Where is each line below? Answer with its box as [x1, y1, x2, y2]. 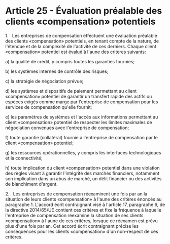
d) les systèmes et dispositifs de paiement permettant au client [5, 88, 137, 94]
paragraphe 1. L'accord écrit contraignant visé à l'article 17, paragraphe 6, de [5, 201, 165, 208]
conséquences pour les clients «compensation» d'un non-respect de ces [5, 228, 158, 234]
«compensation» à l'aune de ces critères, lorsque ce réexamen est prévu [5, 218, 158, 224]
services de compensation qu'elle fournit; [5, 104, 92, 110]
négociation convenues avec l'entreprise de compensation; [5, 125, 129, 131]
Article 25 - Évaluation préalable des [5, 5, 162, 17]
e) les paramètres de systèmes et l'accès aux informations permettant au [5, 114, 158, 120]
